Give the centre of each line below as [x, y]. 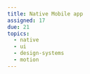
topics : [19, 33]
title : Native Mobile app [45, 14]
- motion [26, 60]
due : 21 [19, 27]
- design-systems [39, 54]
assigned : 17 [26, 20]
